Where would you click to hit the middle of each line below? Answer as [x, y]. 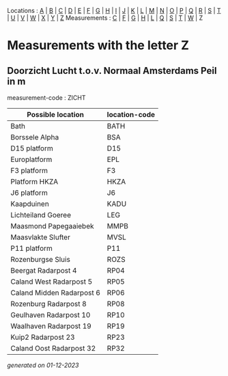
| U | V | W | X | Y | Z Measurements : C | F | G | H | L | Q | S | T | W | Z [105, 18]
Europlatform [31, 159]
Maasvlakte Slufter [40, 237]
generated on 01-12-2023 [43, 365]
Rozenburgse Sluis [40, 259]
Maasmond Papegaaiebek [52, 226]
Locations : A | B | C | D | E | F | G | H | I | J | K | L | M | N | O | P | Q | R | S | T [114, 11]
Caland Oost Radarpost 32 [53, 348]
